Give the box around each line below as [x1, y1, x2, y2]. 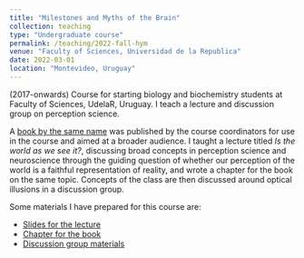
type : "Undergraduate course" [9, 30, 124, 39]
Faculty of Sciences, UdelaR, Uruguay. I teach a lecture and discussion [9, 98, 275, 109]
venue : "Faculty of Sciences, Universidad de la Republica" [9, 47, 242, 56]
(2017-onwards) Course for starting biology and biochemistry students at [9, 88, 283, 100]
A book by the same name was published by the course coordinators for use [9, 125, 296, 136]
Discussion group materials [22, 238, 125, 249]
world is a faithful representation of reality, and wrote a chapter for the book [9, 164, 293, 175]
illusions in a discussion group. [9, 184, 124, 194]
